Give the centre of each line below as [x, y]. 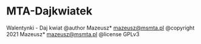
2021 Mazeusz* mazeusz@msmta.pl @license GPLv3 [73, 34]
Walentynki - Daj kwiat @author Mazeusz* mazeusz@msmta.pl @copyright [101, 28]
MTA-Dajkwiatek [49, 11]
